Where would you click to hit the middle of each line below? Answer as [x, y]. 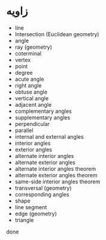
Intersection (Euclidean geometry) [57, 34]
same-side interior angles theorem [57, 182]
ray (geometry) [34, 47]
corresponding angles [42, 194]
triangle [24, 220]
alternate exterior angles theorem [56, 175]
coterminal [28, 53]
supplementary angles [43, 117]
